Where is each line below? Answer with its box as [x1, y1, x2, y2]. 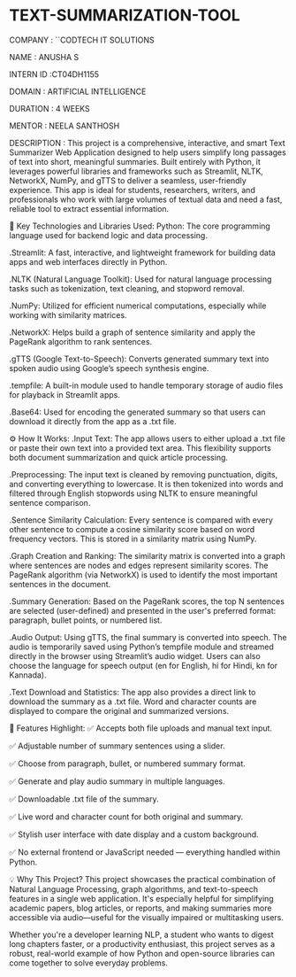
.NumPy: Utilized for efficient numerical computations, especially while [9, 300, 267, 311]
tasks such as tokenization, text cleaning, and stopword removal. [9, 283, 245, 293]
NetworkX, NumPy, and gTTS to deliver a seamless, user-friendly [9, 174, 247, 186]
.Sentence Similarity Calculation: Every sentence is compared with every [9, 515, 274, 525]
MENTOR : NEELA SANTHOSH [9, 120, 120, 131]
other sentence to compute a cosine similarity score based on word [9, 523, 255, 534]
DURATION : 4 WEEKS [9, 103, 90, 113]
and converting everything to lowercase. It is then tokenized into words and [9, 478, 284, 489]
